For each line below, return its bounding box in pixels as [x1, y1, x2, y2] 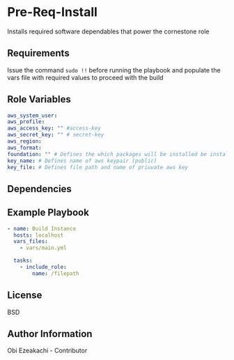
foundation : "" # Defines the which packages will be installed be [7, 150, 208, 157]
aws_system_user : [7, 112, 58, 119]
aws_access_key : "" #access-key [7, 125, 101, 132]
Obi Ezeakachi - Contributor [7, 346, 88, 355]
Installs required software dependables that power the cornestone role [7, 27, 210, 36]
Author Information [7, 328, 93, 340]
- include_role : [19, 264, 68, 271]
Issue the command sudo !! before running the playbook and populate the [7, 65, 221, 74]
